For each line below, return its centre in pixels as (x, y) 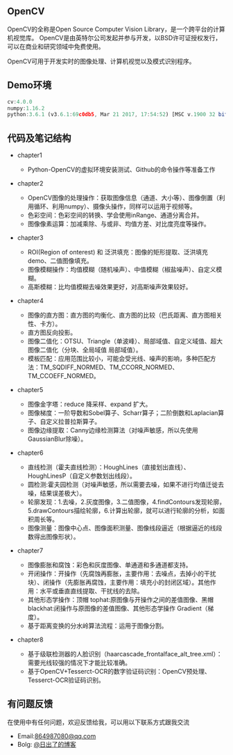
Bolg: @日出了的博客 (46, 744)
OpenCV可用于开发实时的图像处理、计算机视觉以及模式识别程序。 (101, 61)
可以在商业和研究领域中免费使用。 (56, 46)
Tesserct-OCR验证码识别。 (66, 680)
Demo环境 (29, 85)
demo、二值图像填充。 (60, 261)
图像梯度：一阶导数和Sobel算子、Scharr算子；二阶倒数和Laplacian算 (126, 413)
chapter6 (30, 453)
